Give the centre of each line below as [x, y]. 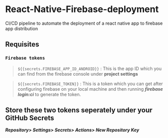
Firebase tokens [25, 58]
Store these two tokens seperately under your [79, 110]
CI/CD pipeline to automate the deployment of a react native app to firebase [84, 23]
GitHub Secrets [30, 118]
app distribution [22, 28]
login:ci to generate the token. [49, 94]
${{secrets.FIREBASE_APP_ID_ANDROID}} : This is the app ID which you [90, 68]
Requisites [22, 45]
